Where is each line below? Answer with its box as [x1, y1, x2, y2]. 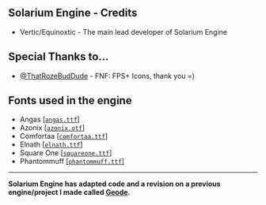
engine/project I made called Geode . [8, 188, 131, 197]
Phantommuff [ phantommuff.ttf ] [19, 157, 125, 166]
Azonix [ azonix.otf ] [19, 123, 85, 132]
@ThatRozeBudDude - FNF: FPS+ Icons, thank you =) [19, 71, 196, 80]
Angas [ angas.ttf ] [19, 114, 81, 125]
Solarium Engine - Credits [8, 6, 138, 20]
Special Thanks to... [8, 50, 109, 64]
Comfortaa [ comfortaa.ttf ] [19, 132, 108, 141]
